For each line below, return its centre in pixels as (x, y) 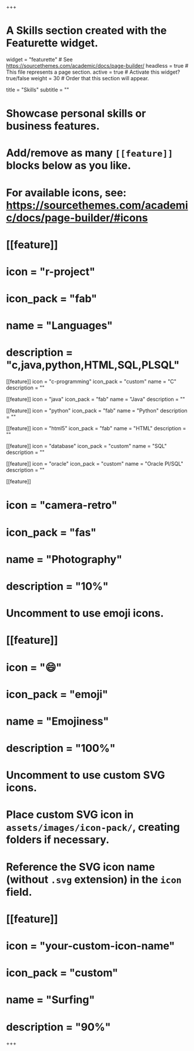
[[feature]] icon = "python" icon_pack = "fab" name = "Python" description (97, 411)
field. (19, 892)
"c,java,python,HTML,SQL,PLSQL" (93, 365)
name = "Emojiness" (58, 721)
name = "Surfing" (51, 1000)
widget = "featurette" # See (39, 59)
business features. (53, 126)
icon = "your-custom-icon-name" (91, 946)
